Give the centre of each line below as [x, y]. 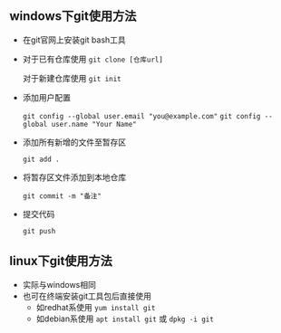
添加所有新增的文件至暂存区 [74, 142]
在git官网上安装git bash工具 [74, 40]
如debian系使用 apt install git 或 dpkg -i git [125, 319]
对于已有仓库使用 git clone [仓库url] [92, 59]
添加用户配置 [46, 97]
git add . [41, 159]
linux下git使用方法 [61, 261]
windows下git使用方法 [73, 16]
